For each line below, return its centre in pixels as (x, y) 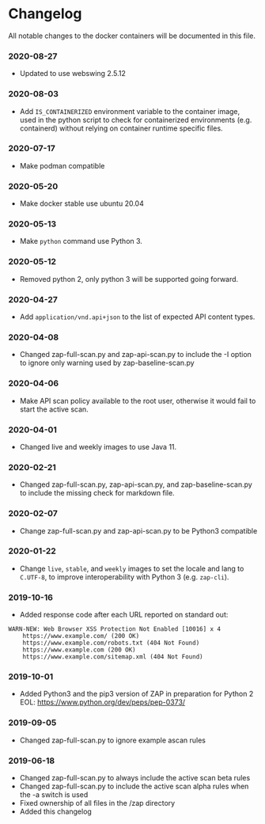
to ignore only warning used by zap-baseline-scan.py (107, 363)
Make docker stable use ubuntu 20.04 (81, 203)
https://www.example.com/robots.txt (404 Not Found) (111, 643)
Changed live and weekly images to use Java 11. (98, 446)
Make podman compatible (62, 165)
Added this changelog (56, 811)
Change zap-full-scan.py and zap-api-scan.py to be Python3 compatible (138, 530)
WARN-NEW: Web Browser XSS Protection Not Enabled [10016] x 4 (115, 629)
